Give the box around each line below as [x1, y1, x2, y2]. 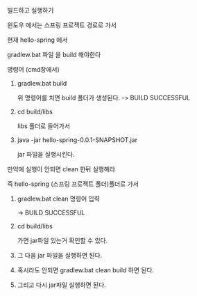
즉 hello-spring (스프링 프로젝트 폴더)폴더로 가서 [7, 180, 139, 188]
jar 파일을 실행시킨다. [17, 150, 75, 158]
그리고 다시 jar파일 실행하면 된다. [17, 281, 106, 289]
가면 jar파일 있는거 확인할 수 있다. [17, 236, 108, 244]
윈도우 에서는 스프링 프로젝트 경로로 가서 [7, 21, 117, 29]
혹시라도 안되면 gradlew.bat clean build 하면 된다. [17, 266, 155, 274]
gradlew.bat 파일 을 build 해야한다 [7, 51, 101, 59]
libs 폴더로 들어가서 [17, 122, 71, 130]
